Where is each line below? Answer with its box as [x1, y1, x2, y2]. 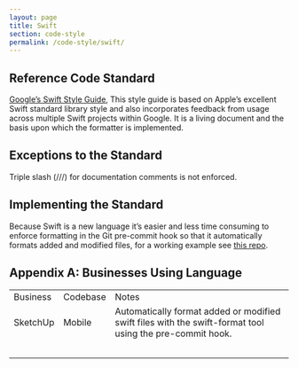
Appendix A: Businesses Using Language [9, 265, 242, 280]
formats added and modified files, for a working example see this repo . [9, 239, 269, 250]
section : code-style [9, 29, 86, 38]
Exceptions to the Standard [9, 148, 162, 163]
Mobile [63, 316, 92, 328]
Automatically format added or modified [114, 305, 281, 317]
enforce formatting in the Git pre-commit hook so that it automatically [9, 230, 263, 240]
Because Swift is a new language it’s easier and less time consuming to [9, 221, 270, 231]
